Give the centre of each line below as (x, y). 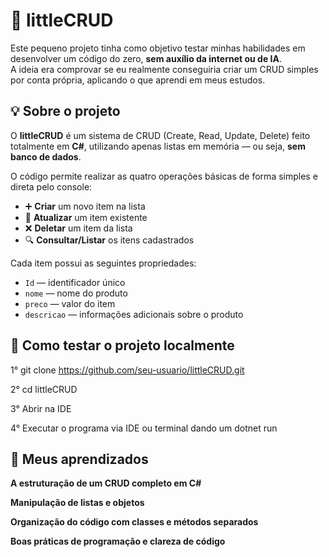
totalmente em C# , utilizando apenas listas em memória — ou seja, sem (158, 146)
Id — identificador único (75, 282)
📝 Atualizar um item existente (86, 217)
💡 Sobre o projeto (65, 111)
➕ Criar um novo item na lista (85, 206)
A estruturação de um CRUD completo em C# (106, 483)
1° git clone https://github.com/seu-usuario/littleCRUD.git (127, 370)
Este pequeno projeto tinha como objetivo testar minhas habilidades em (158, 48)
